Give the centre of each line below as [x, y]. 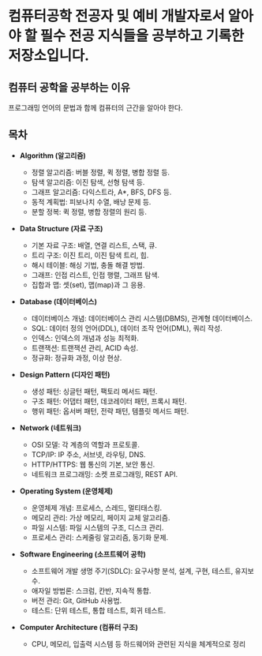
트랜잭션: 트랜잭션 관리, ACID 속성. [85, 347]
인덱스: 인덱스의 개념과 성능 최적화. [85, 338]
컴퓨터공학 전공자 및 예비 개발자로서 [116, 16]
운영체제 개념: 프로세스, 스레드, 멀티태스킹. [97, 508]
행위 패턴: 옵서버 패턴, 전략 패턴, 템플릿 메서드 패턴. [110, 410]
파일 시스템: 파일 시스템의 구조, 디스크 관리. [97, 527]
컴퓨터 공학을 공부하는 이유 [69, 87]
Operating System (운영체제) [66, 491]
